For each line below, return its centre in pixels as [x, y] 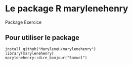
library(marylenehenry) [30, 53]
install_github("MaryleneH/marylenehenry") [51, 49]
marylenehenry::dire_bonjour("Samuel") [46, 58]
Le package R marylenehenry [67, 9]
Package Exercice [23, 22]
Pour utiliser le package [42, 38]
